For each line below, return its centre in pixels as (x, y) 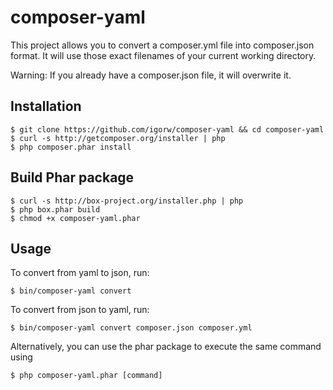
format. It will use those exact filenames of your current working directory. (163, 55)
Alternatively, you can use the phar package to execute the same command (166, 347)
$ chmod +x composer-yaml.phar (75, 218)
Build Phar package (72, 177)
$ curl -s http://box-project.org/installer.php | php (127, 201)
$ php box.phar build (55, 209)
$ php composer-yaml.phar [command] (86, 376)
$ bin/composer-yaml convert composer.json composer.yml (131, 328)
